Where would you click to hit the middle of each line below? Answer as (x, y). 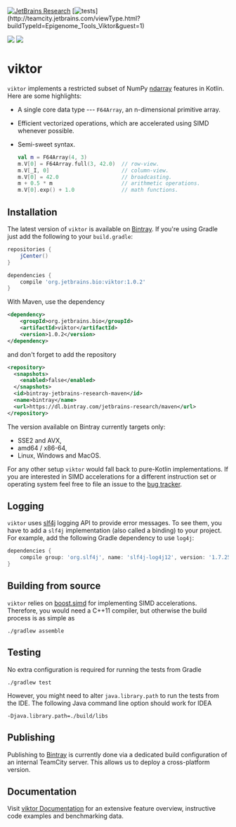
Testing (24, 653)
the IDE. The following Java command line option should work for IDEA (110, 703)
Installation (32, 212)
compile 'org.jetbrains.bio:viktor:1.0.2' (83, 282)
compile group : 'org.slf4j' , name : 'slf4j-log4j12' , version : (113, 558)
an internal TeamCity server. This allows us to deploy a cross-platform (109, 762)
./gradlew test (29, 682)
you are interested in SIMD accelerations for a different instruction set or (112, 477)
